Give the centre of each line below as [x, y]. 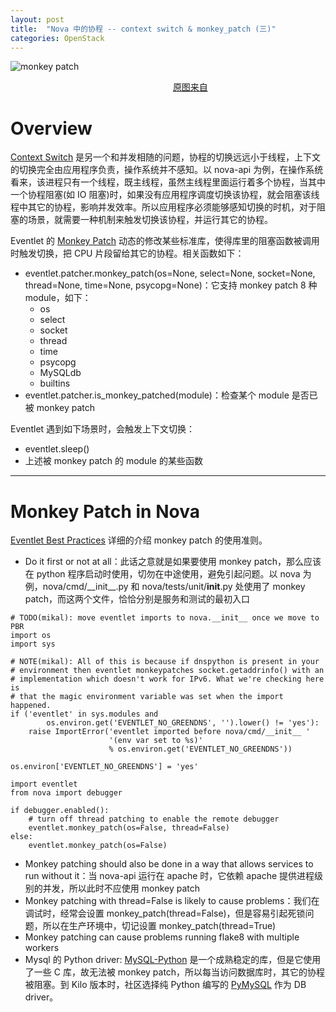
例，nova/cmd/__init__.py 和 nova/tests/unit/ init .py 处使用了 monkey [165, 587]
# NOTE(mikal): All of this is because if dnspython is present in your [165, 662]
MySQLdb [60, 373]
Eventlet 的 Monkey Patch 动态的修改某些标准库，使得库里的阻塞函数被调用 [165, 241]
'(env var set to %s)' [155, 741]
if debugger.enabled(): [60, 811]
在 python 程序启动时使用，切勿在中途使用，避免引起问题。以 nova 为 [168, 574]
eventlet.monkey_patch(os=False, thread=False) [129, 828]
